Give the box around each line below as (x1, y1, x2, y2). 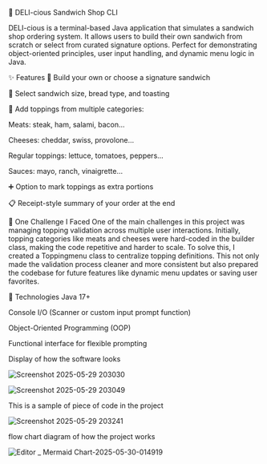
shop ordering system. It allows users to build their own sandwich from (8, 32, 243, 41)
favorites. (8, 276, 40, 286)
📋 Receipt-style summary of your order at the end (8, 199, 176, 208)
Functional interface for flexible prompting (8, 339, 148, 348)
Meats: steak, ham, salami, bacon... (8, 120, 126, 129)
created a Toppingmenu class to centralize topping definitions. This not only (8, 251, 260, 260)
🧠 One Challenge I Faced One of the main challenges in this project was (8, 217, 245, 226)
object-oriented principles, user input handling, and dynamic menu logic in (8, 49, 255, 58)
